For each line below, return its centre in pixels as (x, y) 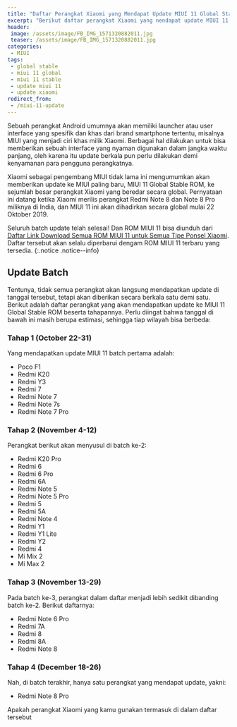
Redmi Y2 (31, 542)
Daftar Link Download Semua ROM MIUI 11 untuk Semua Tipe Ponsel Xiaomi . (118, 235)
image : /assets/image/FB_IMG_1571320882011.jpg (81, 33)
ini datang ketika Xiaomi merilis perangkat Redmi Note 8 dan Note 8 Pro (111, 199)
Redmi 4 (30, 549)
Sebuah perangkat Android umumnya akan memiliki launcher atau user (110, 126)
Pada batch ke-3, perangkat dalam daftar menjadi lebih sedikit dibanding (113, 597)
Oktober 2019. (28, 214)
